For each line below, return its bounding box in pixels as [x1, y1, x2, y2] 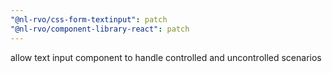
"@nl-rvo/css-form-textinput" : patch [10, 14, 168, 25]
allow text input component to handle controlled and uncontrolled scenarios [10, 51, 322, 63]
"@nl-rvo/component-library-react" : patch [10, 24, 190, 34]
